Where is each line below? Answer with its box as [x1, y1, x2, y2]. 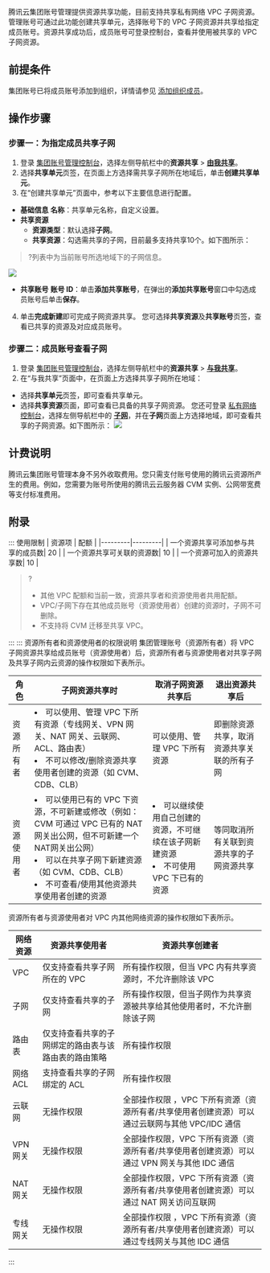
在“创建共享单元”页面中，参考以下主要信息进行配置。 [19, 187, 196, 197]
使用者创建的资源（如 [34, 767, 115, 778]
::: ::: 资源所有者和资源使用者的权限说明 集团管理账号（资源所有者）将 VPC [8, 638, 255, 647]
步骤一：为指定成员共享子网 [8, 138, 116, 149]
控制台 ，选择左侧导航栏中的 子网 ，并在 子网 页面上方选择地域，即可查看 [19, 410, 255, 420]
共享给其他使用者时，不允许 [138, 1000, 243, 1012]
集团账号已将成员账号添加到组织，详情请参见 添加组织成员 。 [8, 85, 207, 95]
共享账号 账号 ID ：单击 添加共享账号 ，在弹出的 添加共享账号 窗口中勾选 [19, 284, 250, 294]
